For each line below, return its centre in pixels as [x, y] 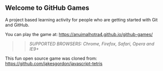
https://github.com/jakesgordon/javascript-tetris [54, 63]
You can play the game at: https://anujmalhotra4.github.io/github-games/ [79, 34]
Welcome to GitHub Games [47, 8]
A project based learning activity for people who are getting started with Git [81, 19]
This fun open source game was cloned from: [51, 58]
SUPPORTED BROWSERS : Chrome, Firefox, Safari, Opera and [92, 44]
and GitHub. [17, 25]
